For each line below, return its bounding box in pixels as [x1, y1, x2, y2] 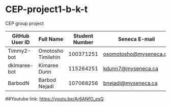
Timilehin [38, 53, 61, 60]
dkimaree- [8, 62, 34, 69]
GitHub [12, 32, 30, 39]
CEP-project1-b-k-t [5, 4, 88, 15]
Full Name [38, 35, 64, 43]
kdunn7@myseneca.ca [103, 65, 159, 72]
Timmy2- [8, 47, 31, 54]
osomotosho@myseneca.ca [103, 50, 170, 57]
